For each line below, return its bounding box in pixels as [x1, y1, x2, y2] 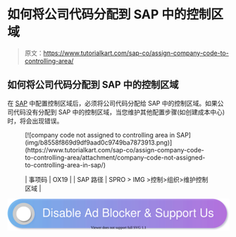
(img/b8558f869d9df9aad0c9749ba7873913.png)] [25, 138, 173, 147]
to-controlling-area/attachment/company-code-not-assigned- [25, 153, 206, 162]
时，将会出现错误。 [7, 116, 63, 125]
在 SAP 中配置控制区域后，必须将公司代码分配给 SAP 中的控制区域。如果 [7, 99, 218, 107]
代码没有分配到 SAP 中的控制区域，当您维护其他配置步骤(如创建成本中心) [13, 107, 225, 116]
